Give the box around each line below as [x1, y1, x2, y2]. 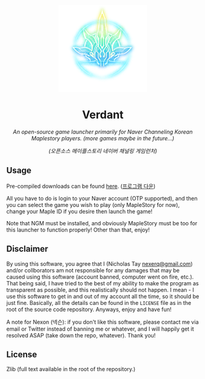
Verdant [81, 108, 124, 122]
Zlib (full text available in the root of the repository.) [6, 366, 136, 373]
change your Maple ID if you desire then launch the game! [6, 208, 153, 215]
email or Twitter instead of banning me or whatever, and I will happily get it [6, 325, 195, 332]
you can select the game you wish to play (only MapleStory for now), [6, 201, 180, 208]
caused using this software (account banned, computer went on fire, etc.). [6, 273, 194, 280]
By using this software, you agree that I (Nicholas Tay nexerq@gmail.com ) [6, 260, 193, 268]
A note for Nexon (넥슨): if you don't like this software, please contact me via [6, 318, 199, 326]
